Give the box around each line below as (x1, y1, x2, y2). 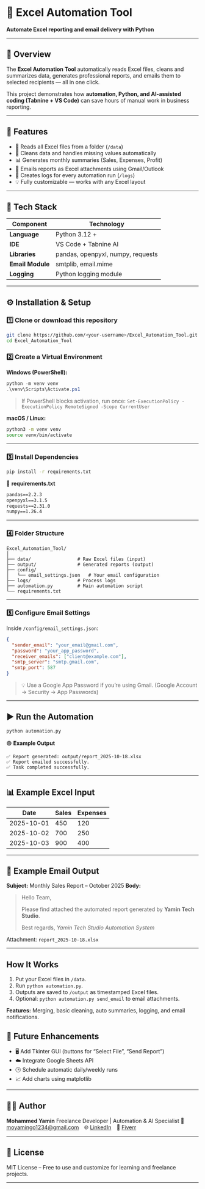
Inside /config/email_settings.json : (6, 624, 99, 632)
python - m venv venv (6, 381, 59, 387)
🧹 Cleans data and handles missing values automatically (15, 149, 157, 156)
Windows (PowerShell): (6, 369, 68, 376)
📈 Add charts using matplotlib (15, 1075, 92, 1082)
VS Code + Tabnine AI (56, 240, 119, 249)
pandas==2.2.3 (6, 491, 43, 497)
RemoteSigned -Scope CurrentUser (65, 403, 151, 410)
